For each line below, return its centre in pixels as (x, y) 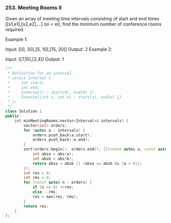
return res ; (36, 206)
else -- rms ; (45, 192)
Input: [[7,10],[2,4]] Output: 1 (35, 59)
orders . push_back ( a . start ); (62, 135)
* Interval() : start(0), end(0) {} (51, 92)
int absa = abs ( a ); (53, 154)
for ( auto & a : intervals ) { (54, 130)
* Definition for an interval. (40, 73)
